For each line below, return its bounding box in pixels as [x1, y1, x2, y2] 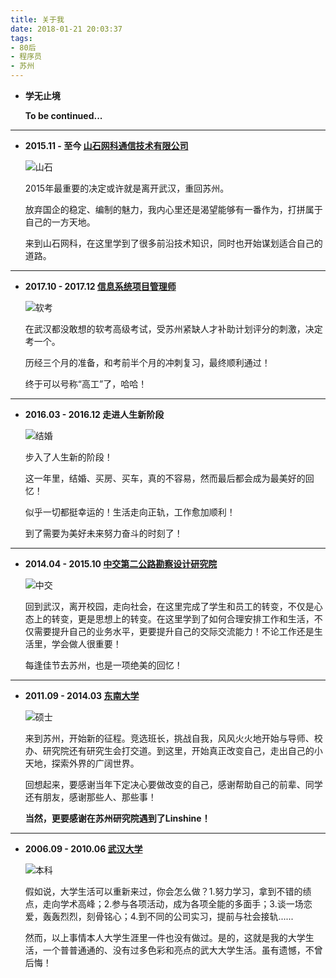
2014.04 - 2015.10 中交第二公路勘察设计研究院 [24, 558, 218, 570]
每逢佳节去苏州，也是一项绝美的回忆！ [24, 659, 183, 671]
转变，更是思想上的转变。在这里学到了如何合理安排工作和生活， [51, 613, 315, 625]
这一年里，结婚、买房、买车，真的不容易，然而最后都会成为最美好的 [24, 472, 306, 484]
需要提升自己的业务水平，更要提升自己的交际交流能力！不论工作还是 [33, 626, 315, 637]
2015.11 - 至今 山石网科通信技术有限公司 [24, 140, 189, 151]
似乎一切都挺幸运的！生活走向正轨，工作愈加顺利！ [24, 506, 236, 518]
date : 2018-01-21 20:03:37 [10, 24, 123, 34]
